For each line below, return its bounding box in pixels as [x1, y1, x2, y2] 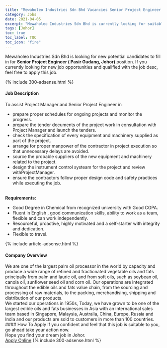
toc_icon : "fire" [5, 40, 41, 45]
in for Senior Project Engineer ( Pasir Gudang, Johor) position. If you [5, 58, 147, 65]
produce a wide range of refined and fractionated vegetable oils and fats [5, 269, 154, 275]
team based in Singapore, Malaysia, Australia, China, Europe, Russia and [5, 311, 154, 317]
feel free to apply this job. [5, 69, 58, 75]
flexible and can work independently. [12, 215, 88, 221]
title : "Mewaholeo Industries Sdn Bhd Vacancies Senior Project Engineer [5, 7, 162, 12]
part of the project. [12, 138, 51, 144]
